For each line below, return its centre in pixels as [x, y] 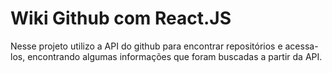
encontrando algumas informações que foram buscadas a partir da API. [175, 56]
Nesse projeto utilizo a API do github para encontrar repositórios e [146, 46]
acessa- [301, 46]
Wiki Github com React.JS [121, 18]
